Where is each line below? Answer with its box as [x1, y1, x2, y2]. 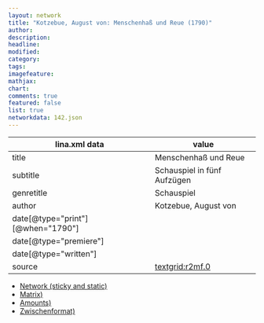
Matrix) [19, 289, 43, 299]
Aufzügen [154, 174, 191, 185]
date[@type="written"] [12, 248, 97, 259]
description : [8, 33, 51, 42]
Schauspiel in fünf [154, 164, 222, 175]
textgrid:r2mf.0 [154, 261, 211, 272]
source [12, 261, 38, 272]
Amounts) [19, 298, 52, 307]
